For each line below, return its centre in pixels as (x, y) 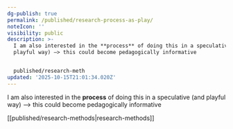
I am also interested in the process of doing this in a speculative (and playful (116, 97)
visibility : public (35, 33)
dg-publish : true (32, 14)
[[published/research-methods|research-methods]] (81, 118)
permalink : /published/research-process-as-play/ (80, 20)
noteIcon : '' (26, 26)
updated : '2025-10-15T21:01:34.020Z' (62, 77)
